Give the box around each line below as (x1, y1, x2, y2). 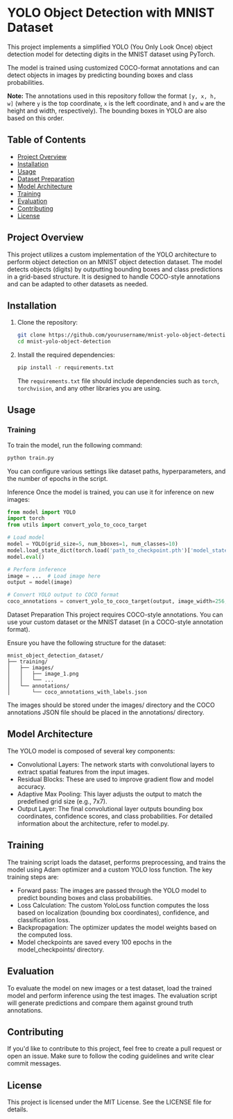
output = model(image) (7, 579, 73, 586)
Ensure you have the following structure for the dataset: (7, 639, 166, 647)
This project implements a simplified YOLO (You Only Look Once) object (7, 42, 213, 51)
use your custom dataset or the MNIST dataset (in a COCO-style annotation (7, 618, 223, 626)
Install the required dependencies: (17, 351, 116, 359)
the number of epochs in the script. (7, 474, 108, 482)
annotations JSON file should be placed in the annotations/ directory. (7, 708, 205, 717)
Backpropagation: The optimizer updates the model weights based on (17, 923, 217, 931)
